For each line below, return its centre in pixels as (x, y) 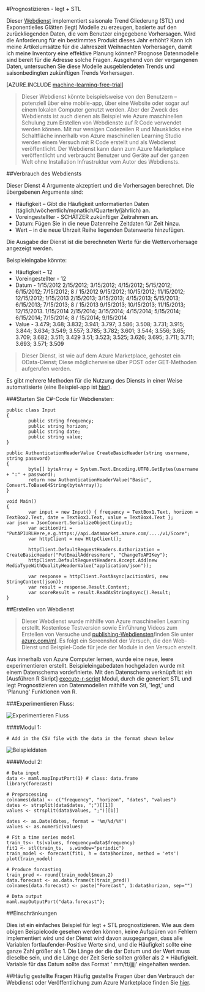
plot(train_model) (30, 859)
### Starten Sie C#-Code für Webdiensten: (60, 399)
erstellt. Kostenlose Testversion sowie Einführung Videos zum (99, 628)
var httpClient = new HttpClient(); (75, 539)
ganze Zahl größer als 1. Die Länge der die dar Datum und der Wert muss (98, 951)
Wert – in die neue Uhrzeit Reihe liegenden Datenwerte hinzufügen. (100, 230)
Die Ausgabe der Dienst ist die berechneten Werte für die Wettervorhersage (102, 242)
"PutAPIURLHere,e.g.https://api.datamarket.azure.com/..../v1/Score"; (98, 533)
